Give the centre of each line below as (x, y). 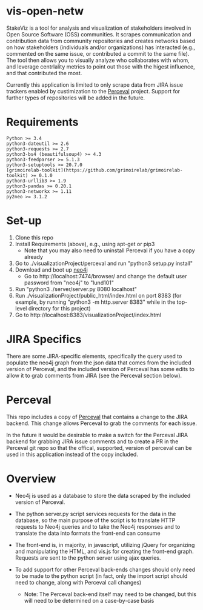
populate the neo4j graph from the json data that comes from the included (99, 363)
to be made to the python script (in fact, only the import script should (101, 576)
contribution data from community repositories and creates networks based (101, 41)
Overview (31, 479)
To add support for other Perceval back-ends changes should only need (105, 569)
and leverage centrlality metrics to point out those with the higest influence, (101, 66)
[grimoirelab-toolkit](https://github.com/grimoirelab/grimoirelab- (95, 170)
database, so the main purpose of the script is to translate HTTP (95, 520)
